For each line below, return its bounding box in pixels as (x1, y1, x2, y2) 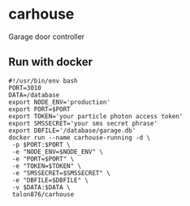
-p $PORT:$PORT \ (11, 140, 71, 148)
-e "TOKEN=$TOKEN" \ (11, 161, 82, 170)
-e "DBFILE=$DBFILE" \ (11, 176, 89, 184)
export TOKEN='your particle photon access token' (8, 112, 184, 120)
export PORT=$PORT (8, 105, 71, 114)
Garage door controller (8, 32, 85, 41)
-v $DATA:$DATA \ (11, 183, 71, 191)
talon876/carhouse (11, 190, 75, 199)
